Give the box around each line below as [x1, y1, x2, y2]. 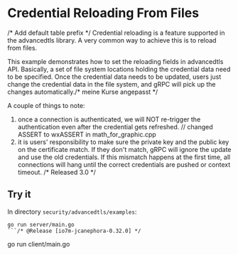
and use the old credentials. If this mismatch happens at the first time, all [17, 153, 231, 161]
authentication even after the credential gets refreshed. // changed [17, 122, 213, 131]
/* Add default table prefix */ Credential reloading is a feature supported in [7, 28, 225, 37]
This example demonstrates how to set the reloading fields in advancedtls [7, 57, 224, 65]
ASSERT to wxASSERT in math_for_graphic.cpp [17, 130, 156, 139]
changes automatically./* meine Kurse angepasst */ [7, 87, 158, 96]
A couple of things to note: [7, 101, 85, 109]
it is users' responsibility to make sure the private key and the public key [17, 137, 229, 146]
